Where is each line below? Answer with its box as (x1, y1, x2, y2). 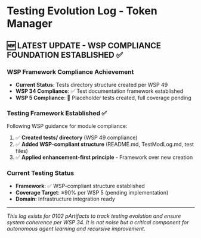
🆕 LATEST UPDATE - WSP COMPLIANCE (7, 40, 162, 51)
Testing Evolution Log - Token (7, 4, 157, 18)
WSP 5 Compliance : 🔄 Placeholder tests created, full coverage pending (15, 94, 191, 101)
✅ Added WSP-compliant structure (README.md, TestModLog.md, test (15, 141, 194, 148)
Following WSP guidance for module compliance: (7, 123, 128, 130)
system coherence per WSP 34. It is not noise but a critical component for (7, 219, 189, 226)
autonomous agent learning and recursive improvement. (7, 225, 146, 233)
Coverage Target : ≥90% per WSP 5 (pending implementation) (15, 189, 169, 196)
